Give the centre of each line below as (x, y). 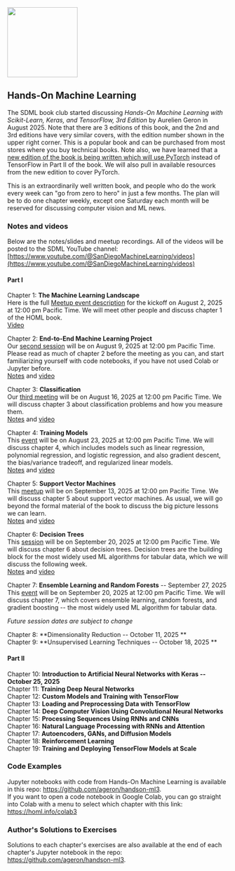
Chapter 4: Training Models (48, 433)
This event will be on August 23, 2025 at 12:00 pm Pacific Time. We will (110, 440)
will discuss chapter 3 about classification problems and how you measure (115, 404)
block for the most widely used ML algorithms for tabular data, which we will (117, 557)
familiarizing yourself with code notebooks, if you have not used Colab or (113, 361)
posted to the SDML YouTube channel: (63, 249)
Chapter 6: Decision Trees (46, 535)
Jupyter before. (30, 369)
